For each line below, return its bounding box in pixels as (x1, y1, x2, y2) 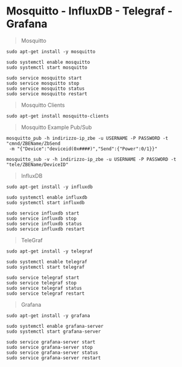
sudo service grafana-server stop (6, 344, 93, 350)
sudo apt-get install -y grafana (6, 312, 90, 319)
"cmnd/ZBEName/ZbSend (6, 140, 61, 146)
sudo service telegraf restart (6, 290, 85, 296)
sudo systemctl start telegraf (6, 264, 85, 270)
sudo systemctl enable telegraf (6, 259, 87, 265)
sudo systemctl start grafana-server (6, 328, 101, 334)
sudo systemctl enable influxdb (6, 194, 87, 200)
